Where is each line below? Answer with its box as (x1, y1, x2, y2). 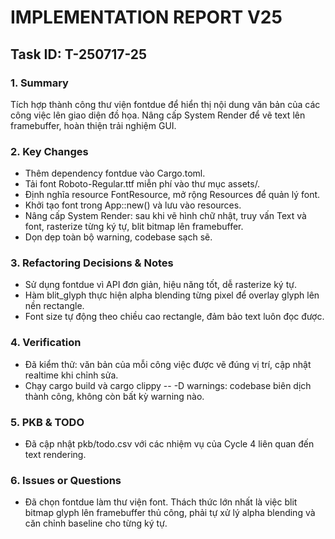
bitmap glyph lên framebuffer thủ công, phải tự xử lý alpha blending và (24, 507, 316, 519)
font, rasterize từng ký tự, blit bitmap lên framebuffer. (24, 221, 244, 233)
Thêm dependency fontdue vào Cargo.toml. (24, 167, 206, 180)
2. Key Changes (10, 144, 89, 158)
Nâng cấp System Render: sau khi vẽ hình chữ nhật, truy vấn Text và (24, 210, 307, 222)
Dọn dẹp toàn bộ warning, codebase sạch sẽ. (24, 231, 213, 243)
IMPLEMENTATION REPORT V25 (10, 6, 283, 29)
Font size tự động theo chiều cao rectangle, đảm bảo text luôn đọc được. (24, 311, 325, 323)
